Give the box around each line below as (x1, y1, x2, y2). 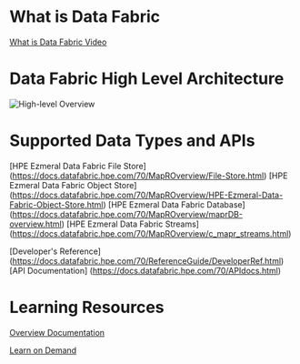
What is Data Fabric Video (9, 36, 107, 47)
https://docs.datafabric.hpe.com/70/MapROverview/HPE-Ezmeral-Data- (12, 189, 284, 200)
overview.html (9, 218, 62, 229)
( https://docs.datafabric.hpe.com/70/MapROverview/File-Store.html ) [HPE (9, 170, 288, 181)
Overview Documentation (9, 327, 105, 338)
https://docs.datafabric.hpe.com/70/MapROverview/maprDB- (12, 208, 244, 219)
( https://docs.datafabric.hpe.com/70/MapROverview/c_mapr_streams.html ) (9, 227, 292, 238)
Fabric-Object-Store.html (9, 198, 104, 210)
